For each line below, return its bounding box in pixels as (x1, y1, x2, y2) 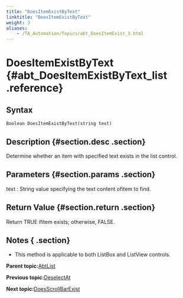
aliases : (6, 25, 28, 31)
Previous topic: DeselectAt (6, 274, 71, 281)
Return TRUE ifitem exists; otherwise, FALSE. (6, 218, 115, 225)
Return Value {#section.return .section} (6, 203, 155, 213)
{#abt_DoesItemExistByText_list (6, 69, 168, 82)
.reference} (6, 81, 64, 95)
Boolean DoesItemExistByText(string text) (6, 121, 112, 127)
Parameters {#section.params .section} (6, 169, 156, 180)
